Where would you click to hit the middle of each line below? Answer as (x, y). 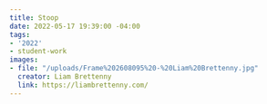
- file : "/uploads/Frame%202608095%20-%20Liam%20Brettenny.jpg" (134, 69)
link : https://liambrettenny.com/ (83, 85)
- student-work (38, 52)
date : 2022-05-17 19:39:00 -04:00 (75, 26)
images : (24, 60)
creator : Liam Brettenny (65, 77)
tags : (20, 34)
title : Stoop (34, 18)
